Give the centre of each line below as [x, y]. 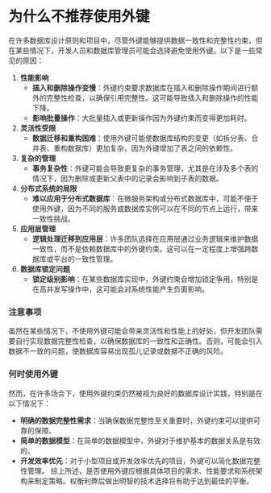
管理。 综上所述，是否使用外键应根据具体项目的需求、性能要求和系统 [141, 470]
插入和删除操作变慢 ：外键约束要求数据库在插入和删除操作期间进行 [142, 87]
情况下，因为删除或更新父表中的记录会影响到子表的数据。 [127, 178]
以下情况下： [29, 403]
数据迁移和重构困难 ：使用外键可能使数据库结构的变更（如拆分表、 [142, 138]
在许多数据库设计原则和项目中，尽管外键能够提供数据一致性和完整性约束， [132, 40]
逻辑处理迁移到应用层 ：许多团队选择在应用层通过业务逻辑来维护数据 [145, 238]
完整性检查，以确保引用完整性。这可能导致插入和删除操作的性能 [152, 97]
